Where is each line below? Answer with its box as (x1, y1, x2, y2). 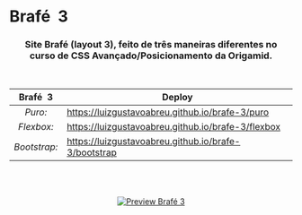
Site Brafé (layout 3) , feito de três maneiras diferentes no (24, 39, 278, 51)
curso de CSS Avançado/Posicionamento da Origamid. (29, 49, 273, 62)
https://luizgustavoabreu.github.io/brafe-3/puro (67, 106, 270, 118)
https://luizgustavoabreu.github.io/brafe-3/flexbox (67, 121, 281, 133)
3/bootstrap (67, 146, 117, 159)
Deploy (161, 91, 193, 104)
